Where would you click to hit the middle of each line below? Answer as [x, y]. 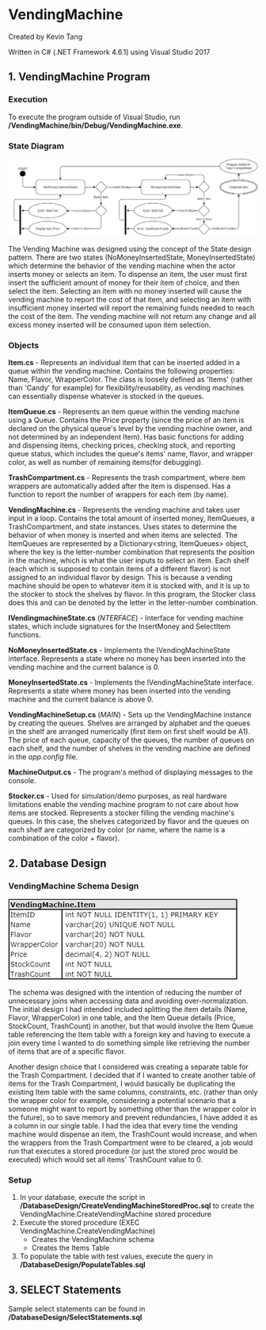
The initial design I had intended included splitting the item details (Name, [128, 1009]
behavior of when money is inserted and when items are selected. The [123, 535]
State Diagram [36, 146]
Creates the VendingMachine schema [93, 1240]
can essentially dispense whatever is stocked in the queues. [106, 396]
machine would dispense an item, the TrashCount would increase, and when [133, 1134]
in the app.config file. [43, 757]
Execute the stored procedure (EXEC [80, 1223]
